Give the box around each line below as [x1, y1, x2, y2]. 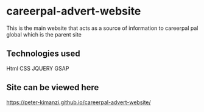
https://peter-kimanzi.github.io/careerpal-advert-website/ [6, 99, 151, 106]
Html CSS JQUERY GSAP [6, 65, 69, 72]
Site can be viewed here [6, 82, 99, 93]
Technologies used [6, 49, 80, 59]
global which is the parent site [6, 30, 82, 38]
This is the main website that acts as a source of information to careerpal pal [6, 24, 199, 32]
